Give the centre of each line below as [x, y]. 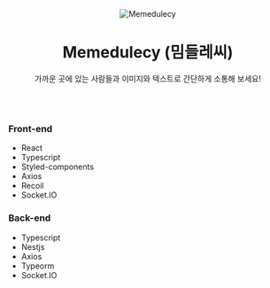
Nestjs [33, 246]
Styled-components [58, 167]
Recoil [32, 186]
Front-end [31, 128]
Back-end [30, 218]
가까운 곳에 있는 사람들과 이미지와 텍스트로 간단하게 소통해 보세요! [148, 78]
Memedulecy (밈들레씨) [148, 53]
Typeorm [38, 266]
